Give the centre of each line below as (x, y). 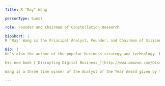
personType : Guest (24, 18)
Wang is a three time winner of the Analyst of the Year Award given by (81, 71)
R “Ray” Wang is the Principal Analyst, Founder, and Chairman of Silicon (83, 41)
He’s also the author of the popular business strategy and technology (80, 54)
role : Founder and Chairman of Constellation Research (62, 27)
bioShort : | (17, 36)
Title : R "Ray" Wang (26, 10)
